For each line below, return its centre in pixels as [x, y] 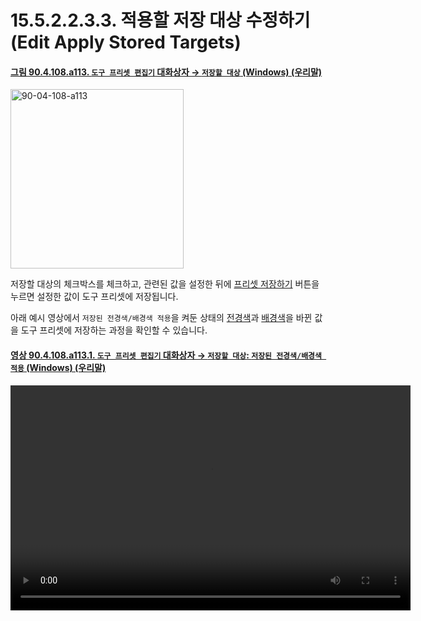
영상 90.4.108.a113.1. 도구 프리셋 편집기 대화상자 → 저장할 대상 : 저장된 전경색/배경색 [166, 355]
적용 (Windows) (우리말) [58, 367]
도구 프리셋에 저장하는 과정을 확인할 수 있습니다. [114, 330]
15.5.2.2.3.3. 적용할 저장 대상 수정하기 [160, 20]
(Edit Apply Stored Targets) [126, 42]
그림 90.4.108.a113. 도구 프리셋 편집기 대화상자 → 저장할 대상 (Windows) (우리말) [166, 72]
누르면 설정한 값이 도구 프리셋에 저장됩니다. [94, 297]
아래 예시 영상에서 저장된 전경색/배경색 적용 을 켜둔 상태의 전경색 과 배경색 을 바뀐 [161, 318]
